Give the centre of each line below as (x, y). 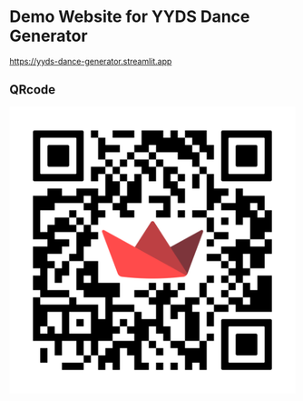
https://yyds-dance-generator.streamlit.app (91, 61)
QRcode (33, 90)
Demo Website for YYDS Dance (130, 17)
